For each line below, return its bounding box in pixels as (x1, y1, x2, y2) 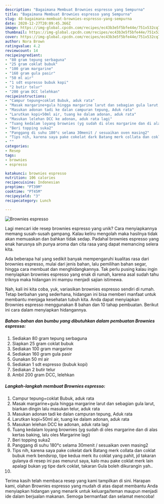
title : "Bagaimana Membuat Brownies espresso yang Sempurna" (5, 12, 132, 17)
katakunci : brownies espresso (5, 171, 67, 176)
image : (5, 25, 19, 30)
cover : (5, 35, 19, 40)
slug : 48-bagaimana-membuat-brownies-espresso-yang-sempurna (5, 16, 132, 21)
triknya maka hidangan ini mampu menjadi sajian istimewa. (5, 276, 123, 282)
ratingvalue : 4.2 (5, 44, 41, 48)
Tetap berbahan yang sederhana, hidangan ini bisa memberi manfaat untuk (5, 291, 156, 297)
